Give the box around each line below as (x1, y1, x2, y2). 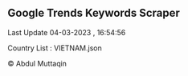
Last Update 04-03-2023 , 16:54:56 (7, 27, 126, 37)
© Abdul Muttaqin (7, 58, 67, 68)
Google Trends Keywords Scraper (7, 6, 180, 20)
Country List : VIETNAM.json (7, 43, 102, 53)
